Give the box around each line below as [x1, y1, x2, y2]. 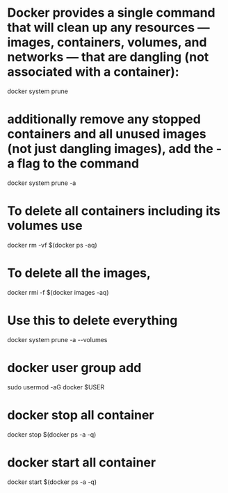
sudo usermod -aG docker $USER [7, 382, 105, 391]
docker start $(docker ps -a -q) [7, 478, 97, 486]
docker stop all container [7, 407, 154, 423]
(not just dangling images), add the [7, 141, 213, 157]
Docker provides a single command [7, 5, 215, 21]
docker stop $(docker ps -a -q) [7, 430, 97, 439]
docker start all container [7, 454, 156, 470]
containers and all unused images [7, 127, 206, 142]
